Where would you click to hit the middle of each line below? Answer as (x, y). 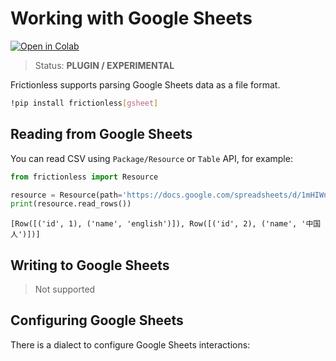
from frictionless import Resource (84, 177)
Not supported (65, 289)
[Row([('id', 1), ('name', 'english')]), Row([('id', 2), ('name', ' (158, 224)
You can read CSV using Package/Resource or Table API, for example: (151, 158)
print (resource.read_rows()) (71, 204)
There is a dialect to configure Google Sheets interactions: (130, 344)
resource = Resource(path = (66, 195)
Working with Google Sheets (131, 18)
